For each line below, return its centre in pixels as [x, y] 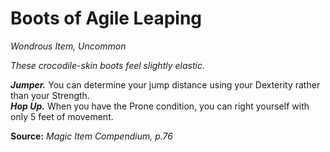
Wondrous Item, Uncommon [68, 46]
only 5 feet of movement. [62, 116]
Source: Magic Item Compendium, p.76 [91, 136]
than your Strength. [50, 95]
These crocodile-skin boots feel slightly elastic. [107, 65]
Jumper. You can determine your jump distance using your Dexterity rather [165, 84]
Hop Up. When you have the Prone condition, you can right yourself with [160, 106]
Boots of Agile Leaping [106, 18]
